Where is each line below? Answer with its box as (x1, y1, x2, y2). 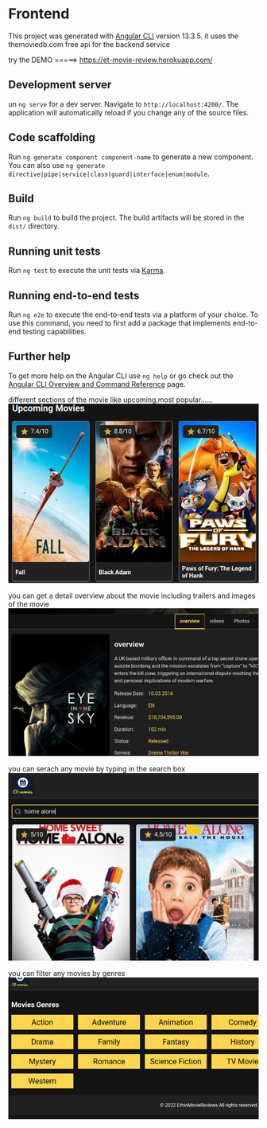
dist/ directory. (8, 221, 60, 231)
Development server (8, 78, 112, 92)
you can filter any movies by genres (8, 968, 126, 978)
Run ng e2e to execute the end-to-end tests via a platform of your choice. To (8, 310, 259, 319)
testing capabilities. (22, 327, 87, 336)
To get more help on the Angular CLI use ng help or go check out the (8, 371, 234, 381)
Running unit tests (8, 244, 101, 258)
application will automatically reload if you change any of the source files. (8, 107, 249, 117)
